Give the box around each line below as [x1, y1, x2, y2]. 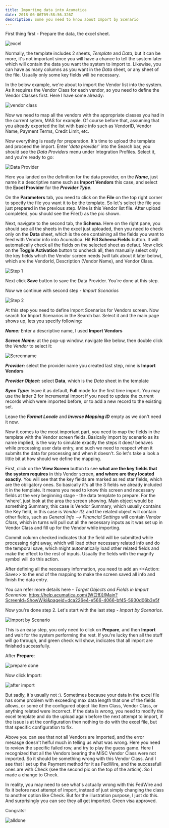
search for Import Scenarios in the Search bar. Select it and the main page [5, 313, 159, 319]
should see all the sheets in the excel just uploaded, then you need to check [5, 226, 163, 232]
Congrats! [5, 808, 26, 814]
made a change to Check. [5, 772, 59, 778]
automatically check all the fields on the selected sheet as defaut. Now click [5, 242, 163, 248]
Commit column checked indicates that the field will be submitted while [5, 535, 153, 541]
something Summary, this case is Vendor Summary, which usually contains [5, 503, 161, 509]
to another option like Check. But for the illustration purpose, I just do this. [5, 793, 159, 799]
